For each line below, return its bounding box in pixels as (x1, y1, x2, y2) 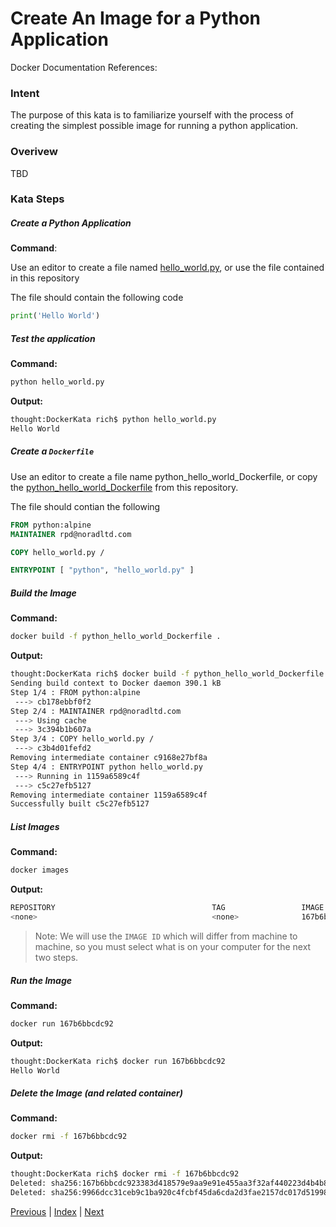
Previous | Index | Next (10, 1205, 105, 1217)
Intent (10, 86, 40, 100)
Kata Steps (10, 192, 65, 206)
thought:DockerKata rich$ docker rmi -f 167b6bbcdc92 (10, 1169, 240, 1179)
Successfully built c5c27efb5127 (10, 799, 150, 809)
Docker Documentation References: (10, 61, 158, 73)
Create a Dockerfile (10, 445, 95, 457)
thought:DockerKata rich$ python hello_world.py (10, 415, 217, 425)
